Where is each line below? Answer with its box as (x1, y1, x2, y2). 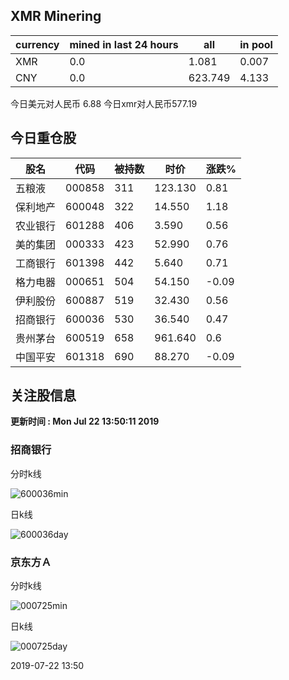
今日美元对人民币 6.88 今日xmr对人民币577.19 (10, 97, 198, 109)
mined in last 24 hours (69, 37, 179, 51)
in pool (239, 37, 273, 51)
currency (15, 37, 60, 51)
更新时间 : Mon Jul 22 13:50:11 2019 (10, 415, 160, 428)
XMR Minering (10, 8, 102, 25)
